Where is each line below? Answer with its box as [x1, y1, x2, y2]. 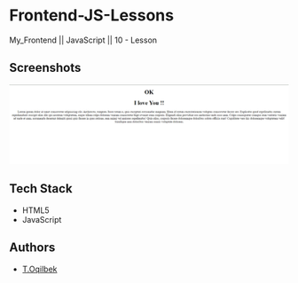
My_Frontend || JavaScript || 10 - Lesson [9, 35, 158, 45]
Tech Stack [9, 181, 73, 196]
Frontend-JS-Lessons [9, 5, 175, 26]
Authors [9, 240, 56, 255]
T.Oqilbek [21, 263, 58, 274]
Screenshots [9, 60, 82, 75]
